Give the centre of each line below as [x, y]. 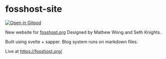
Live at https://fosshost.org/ [34, 51]
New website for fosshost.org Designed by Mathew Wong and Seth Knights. [83, 32]
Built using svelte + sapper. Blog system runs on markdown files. [72, 42]
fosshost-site [34, 9]
